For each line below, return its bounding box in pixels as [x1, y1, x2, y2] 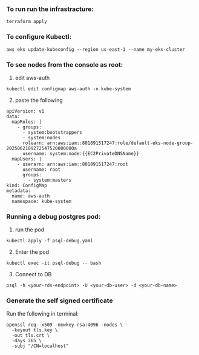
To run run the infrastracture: [6, 5, 94, 13]
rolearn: [22, 140, 45, 146]
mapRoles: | [11, 119, 42, 125]
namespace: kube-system [11, 198, 71, 204]
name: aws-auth [11, 193, 50, 199]
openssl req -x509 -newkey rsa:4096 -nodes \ [6, 322, 123, 328]
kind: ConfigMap [6, 182, 47, 188]
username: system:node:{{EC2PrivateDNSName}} [22, 150, 139, 156]
